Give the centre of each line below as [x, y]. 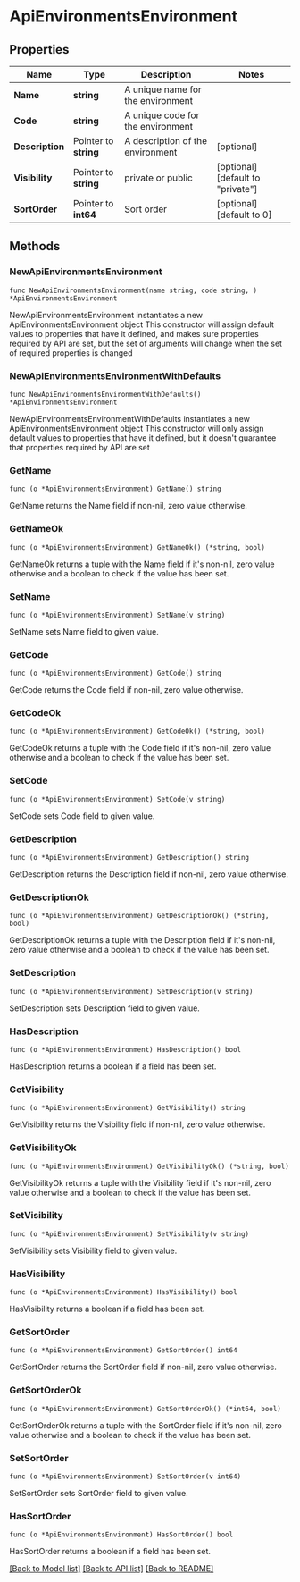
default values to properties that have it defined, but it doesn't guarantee [143, 438]
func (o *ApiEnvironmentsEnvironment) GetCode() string [115, 673]
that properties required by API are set [79, 447]
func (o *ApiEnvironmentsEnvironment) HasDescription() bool [125, 1049]
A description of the [166, 141]
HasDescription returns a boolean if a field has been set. [113, 1066]
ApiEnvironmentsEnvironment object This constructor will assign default [142, 324]
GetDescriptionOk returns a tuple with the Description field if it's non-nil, [142, 940]
